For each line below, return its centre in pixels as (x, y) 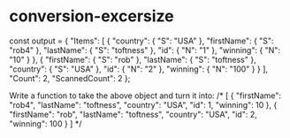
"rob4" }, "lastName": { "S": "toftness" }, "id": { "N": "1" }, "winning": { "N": (145, 50)
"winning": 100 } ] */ (46, 123)
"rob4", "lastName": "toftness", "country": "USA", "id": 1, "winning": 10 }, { (143, 104)
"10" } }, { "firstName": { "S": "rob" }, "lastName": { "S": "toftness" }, (133, 59)
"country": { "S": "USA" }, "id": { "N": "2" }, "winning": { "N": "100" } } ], (138, 69)
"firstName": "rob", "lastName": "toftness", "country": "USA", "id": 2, (134, 114)
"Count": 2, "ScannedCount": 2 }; (70, 78)
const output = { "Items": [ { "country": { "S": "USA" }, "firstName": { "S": (141, 41)
